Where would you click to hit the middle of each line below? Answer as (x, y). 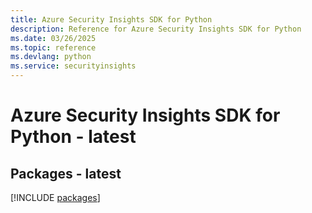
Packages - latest (66, 173)
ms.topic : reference (53, 47)
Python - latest (73, 137)
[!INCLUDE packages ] (55, 197)
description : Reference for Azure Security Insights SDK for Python (156, 29)
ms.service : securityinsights (73, 66)
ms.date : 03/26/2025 (53, 38)
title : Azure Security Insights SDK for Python (111, 19)
